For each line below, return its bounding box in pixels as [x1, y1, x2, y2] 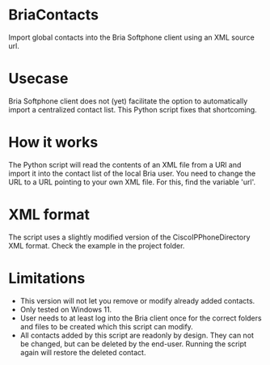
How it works [8, 134, 99, 151]
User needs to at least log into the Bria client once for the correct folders [19, 313, 262, 323]
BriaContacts [8, 6, 99, 24]
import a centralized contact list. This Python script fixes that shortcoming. [8, 104, 257, 114]
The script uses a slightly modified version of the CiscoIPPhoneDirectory [8, 232, 251, 242]
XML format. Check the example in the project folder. [8, 240, 185, 250]
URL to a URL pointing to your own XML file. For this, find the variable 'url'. [8, 176, 256, 187]
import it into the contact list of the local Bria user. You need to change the [8, 168, 256, 178]
